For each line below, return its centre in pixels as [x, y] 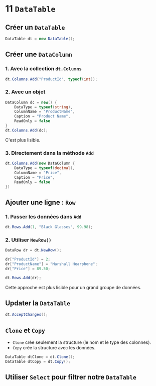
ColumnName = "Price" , [38, 173]
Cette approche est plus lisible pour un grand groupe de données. [73, 287]
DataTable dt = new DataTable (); [40, 39]
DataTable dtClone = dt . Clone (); [40, 357]
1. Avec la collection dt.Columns [43, 69]
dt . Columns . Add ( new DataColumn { [40, 164]
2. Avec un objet [25, 92]
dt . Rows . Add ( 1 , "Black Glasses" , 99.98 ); [49, 227]
